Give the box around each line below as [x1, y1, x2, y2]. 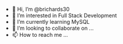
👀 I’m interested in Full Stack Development [11, 12, 118, 19]
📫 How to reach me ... [11, 32, 68, 38]
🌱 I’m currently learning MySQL [11, 18, 90, 25]
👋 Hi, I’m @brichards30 [11, 6, 70, 12]
